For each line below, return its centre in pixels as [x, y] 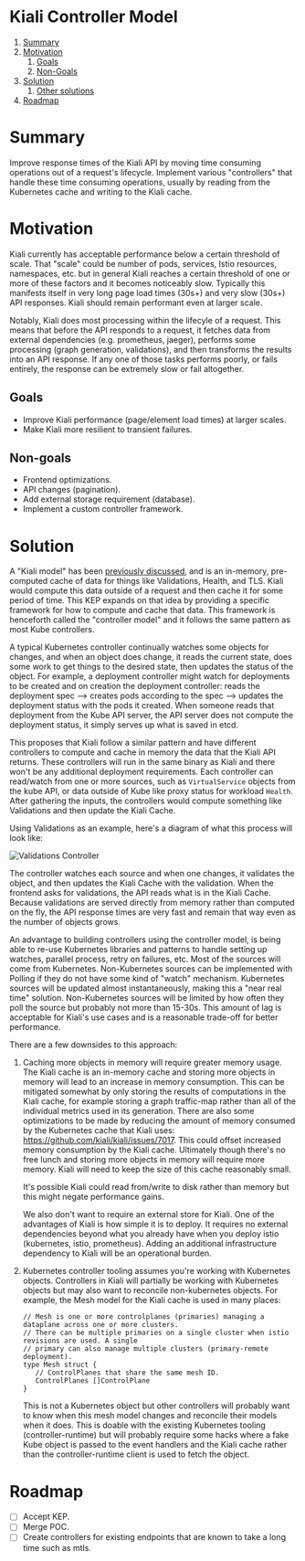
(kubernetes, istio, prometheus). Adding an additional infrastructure [149, 1244]
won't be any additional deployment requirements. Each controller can [142, 772]
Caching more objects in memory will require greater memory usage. [152, 1063]
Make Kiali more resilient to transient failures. [107, 429]
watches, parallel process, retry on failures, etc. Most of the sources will [145, 959]
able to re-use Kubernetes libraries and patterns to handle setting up [138, 950]
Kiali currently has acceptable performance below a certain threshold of [145, 254]
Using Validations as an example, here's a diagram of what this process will [151, 828]
